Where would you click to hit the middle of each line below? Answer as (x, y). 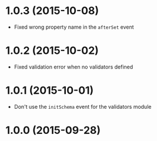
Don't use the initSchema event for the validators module (83, 106)
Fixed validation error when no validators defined (74, 67)
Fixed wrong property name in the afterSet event (74, 27)
